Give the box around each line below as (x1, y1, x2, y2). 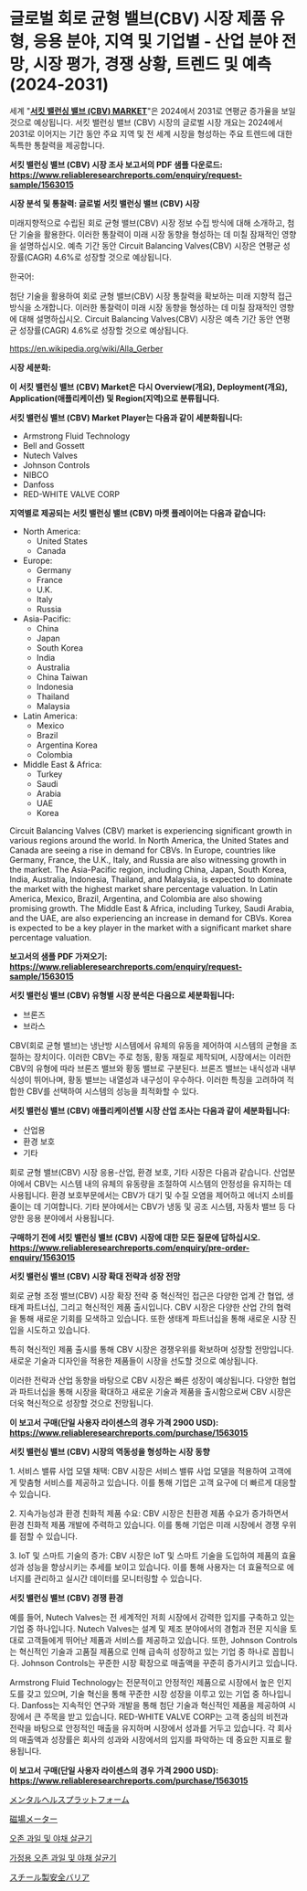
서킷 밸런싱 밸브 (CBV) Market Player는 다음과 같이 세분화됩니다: (9, 412, 243, 423)
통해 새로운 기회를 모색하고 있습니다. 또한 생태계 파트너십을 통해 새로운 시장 (18, 1312, 288, 1323)
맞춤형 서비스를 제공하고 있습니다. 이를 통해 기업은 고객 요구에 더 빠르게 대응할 (18, 1477, 297, 1488)
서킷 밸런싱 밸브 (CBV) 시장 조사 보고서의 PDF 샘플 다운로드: (9, 159, 224, 170)
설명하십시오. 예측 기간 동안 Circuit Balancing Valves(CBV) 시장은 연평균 (18, 239, 281, 251)
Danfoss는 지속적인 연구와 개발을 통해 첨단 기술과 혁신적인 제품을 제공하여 (21, 1699, 286, 1710)
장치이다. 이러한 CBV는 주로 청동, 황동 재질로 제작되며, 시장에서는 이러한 (33, 1051, 291, 1062)
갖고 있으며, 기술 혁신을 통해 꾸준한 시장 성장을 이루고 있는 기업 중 (26, 1688, 260, 1699)
